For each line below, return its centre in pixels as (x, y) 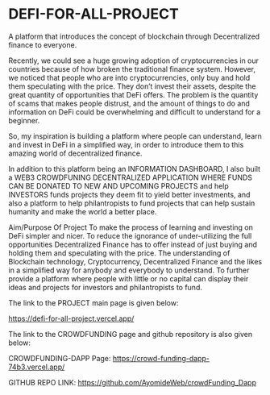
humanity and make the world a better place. (83, 211)
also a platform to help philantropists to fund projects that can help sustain (132, 203)
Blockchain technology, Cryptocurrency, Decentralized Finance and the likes (135, 261)
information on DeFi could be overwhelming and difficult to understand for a (135, 112)
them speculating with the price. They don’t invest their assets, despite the (132, 86)
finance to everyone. (43, 44)
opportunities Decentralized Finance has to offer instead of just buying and (133, 244)
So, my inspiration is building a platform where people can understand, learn (135, 136)
